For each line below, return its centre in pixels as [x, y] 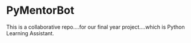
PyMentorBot [40, 10]
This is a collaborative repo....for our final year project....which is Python [95, 27]
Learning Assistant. [30, 33]
